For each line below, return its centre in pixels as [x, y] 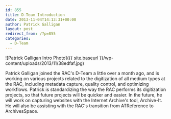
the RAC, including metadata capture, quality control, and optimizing [77, 84]
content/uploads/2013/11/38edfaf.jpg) [45, 63]
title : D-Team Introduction [35, 15]
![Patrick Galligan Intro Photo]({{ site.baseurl [52, 58]
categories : [18, 39]
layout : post [19, 29]
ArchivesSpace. [22, 111]
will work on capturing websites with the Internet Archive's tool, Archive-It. [84, 100]
